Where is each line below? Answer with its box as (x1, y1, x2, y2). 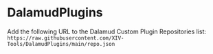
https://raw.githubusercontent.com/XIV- (7, 34, 125, 42)
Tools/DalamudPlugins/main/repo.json (7, 40, 115, 47)
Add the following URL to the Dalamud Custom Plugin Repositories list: (7, 27, 207, 36)
